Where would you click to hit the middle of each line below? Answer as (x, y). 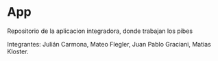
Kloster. (18, 51)
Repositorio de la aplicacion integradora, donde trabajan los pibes (100, 31)
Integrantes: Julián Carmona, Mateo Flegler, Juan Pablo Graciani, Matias (109, 44)
